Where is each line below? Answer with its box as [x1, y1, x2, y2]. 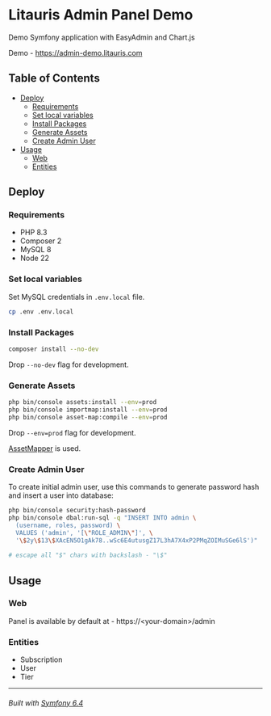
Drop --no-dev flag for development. [8, 360, 129, 369]
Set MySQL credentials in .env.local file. [8, 292, 145, 301]
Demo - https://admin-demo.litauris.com [8, 48, 143, 57]
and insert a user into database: [8, 491, 115, 500]
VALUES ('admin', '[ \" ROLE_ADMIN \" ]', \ [15, 529, 153, 537]
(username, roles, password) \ [15, 521, 121, 529]
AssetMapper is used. [8, 443, 81, 453]
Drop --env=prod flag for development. [8, 427, 136, 437]
